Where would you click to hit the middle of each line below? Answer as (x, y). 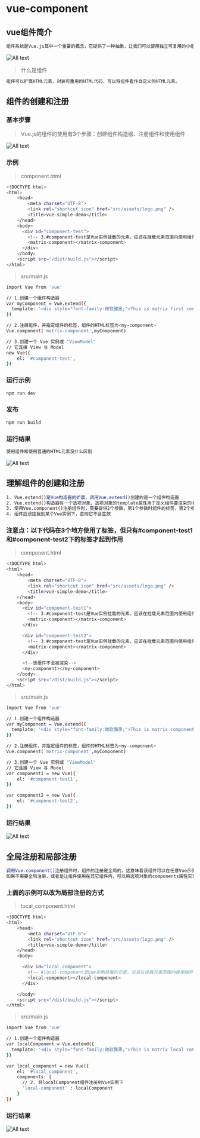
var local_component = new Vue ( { (48, 1066)
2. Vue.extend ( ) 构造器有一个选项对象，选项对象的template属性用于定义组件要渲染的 (99, 503)
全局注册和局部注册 (41, 856)
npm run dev (21, 393)
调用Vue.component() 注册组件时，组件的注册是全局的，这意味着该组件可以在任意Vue (97, 871)
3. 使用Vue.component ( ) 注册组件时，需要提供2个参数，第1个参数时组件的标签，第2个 (99, 509)
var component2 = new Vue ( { (41, 796)
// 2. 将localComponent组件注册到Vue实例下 (73, 1083)
